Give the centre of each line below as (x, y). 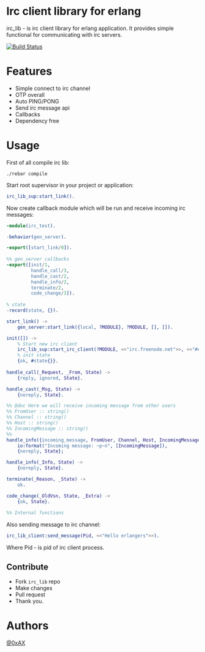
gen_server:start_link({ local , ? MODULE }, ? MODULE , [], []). (95, 327)
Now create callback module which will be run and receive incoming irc (96, 208)
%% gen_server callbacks (38, 259)
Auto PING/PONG (37, 101)
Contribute (27, 567)
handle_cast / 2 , (50, 276)
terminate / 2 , (47, 288)
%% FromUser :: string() (38, 411)
